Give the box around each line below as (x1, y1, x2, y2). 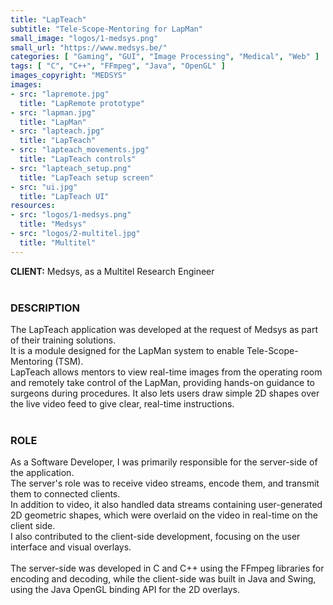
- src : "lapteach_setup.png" (10, 163, 132, 173)
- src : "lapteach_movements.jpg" (10, 145, 150, 155)
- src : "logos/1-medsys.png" (10, 210, 132, 220)
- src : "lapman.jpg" (10, 107, 97, 118)
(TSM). (54, 355, 84, 367)
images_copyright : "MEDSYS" (10, 71, 128, 81)
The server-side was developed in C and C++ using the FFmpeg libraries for (10, 562, 325, 575)
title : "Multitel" (19, 237, 97, 248)
